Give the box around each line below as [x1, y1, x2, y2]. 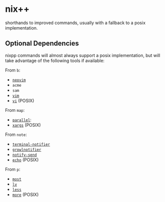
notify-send [12, 152, 37, 157]
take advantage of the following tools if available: [5, 58, 105, 64]
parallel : [12, 117, 32, 123]
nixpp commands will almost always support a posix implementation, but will [5, 52, 161, 58]
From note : [5, 132, 27, 137]
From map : [5, 107, 25, 113]
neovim [12, 77, 26, 82]
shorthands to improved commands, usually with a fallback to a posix [5, 20, 146, 26]
